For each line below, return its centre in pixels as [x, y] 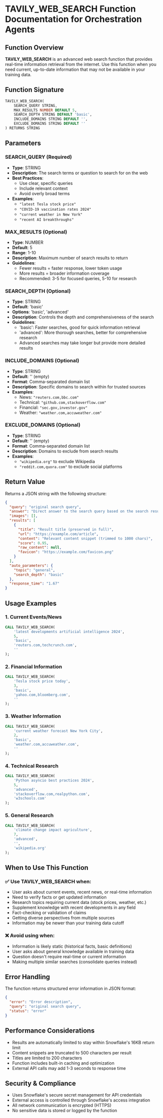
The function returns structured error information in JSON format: [71, 988]
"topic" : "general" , [34, 570]
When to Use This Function [47, 868]
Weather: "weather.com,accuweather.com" [60, 412]
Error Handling [27, 977]
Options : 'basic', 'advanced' [40, 312]
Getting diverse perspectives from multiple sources [63, 918]
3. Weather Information [33, 716]
